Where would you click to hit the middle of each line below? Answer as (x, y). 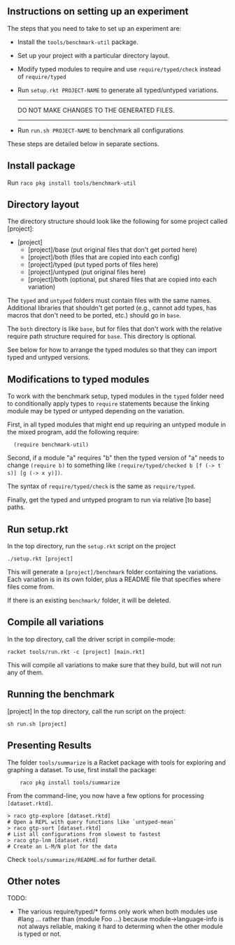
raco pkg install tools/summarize (70, 783)
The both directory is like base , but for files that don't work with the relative (115, 329)
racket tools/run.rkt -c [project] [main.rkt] (76, 652)
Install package (41, 166)
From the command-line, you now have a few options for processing (106, 795)
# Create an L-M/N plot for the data (62, 846)
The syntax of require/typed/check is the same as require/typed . (101, 486)
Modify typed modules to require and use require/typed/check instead (119, 69)
